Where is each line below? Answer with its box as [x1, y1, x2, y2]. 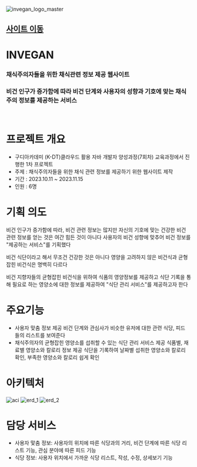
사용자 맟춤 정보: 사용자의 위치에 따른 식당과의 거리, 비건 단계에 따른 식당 [14, 439, 181, 446]
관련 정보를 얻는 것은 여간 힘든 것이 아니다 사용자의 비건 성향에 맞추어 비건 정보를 [6, 233, 191, 241]
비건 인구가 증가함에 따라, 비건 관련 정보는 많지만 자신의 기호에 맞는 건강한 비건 [6, 226, 186, 233]
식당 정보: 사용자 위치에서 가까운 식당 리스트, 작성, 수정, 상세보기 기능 [14, 454, 173, 461]
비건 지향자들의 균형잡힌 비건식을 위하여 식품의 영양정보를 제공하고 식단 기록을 [6, 273, 185, 280]
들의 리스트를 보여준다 [14, 331, 66, 338]
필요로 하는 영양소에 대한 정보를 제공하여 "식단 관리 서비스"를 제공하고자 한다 [12, 281, 188, 288]
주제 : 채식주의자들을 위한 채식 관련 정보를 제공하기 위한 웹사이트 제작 [14, 168, 173, 175]
